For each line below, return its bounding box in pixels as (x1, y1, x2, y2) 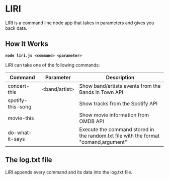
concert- (8, 82, 30, 89)
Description (106, 74, 135, 81)
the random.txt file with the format (79, 132, 160, 139)
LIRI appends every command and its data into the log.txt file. (5, 169, 132, 175)
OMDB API (79, 117, 104, 125)
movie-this (8, 114, 34, 122)
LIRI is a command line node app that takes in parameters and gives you (5, 20, 154, 26)
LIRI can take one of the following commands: (5, 62, 100, 68)
